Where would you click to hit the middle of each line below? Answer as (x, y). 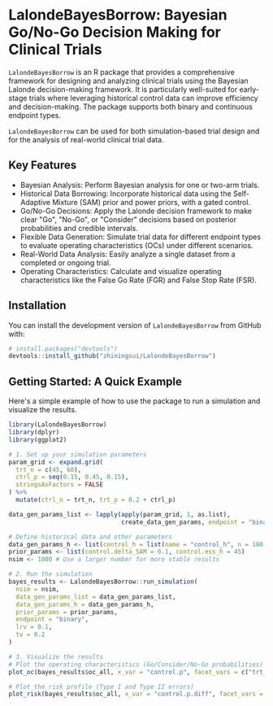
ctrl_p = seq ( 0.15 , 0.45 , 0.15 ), (72, 477)
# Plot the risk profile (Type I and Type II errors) (102, 686)
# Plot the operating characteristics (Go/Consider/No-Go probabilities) (136, 665)
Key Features (43, 166)
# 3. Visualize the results (56, 656)
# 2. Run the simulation (50, 574)
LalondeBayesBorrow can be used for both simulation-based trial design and (134, 131)
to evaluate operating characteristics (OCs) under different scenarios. (136, 245)
